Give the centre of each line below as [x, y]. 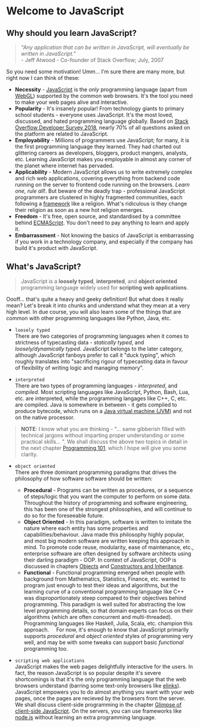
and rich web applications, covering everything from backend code [97, 178]
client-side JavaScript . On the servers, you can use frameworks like [98, 711]
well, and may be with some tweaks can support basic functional [104, 642]
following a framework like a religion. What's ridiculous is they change [101, 204]
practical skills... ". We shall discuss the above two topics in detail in [104, 441]
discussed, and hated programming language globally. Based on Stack [102, 121]
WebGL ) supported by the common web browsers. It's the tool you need [104, 96]
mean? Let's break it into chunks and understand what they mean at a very [98, 305]
